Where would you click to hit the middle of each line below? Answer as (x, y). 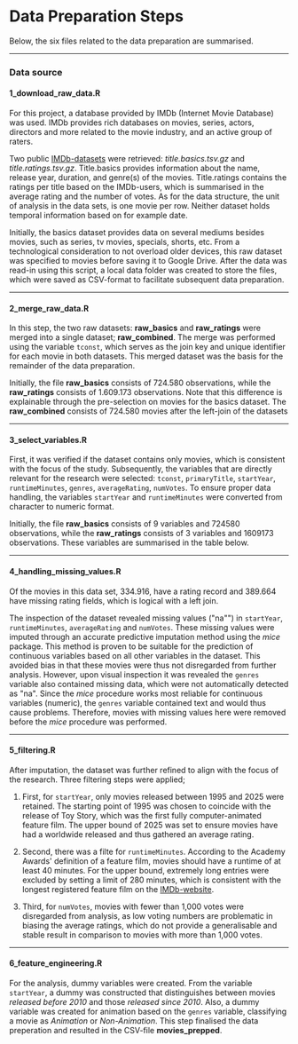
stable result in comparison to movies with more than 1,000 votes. (142, 935)
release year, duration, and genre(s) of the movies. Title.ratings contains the (148, 178)
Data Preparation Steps (97, 16)
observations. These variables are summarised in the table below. (129, 542)
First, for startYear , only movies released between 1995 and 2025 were (153, 796)
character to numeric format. (62, 507)
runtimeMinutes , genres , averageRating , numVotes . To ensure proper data (140, 488)
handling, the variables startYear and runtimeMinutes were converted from (146, 497)
